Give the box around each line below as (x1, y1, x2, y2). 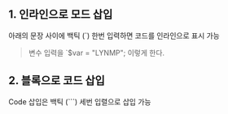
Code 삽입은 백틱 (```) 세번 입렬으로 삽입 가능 (8, 96, 151, 107)
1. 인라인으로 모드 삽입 (8, 7, 113, 22)
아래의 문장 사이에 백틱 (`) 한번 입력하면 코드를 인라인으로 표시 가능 (8, 31, 220, 40)
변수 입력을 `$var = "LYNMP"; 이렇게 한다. (28, 48, 165, 57)
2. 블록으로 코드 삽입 (8, 74, 106, 87)
